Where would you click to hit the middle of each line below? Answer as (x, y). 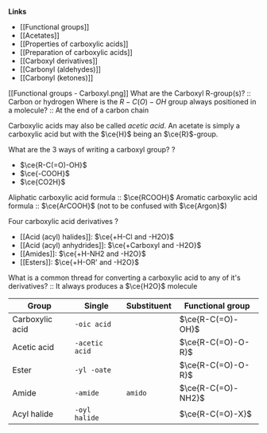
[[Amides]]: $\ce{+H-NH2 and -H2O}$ (83, 254)
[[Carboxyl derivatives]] (58, 61)
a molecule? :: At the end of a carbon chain (79, 110)
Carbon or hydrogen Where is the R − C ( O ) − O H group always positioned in (132, 102)
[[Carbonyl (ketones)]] (56, 78)
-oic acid (93, 324)
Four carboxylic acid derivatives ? (64, 221)
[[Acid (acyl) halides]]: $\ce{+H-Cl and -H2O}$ (97, 237)
